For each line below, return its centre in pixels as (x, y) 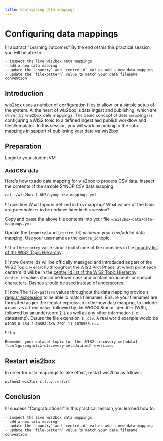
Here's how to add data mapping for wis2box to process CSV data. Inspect (80, 181)
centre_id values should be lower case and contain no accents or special (78, 278)
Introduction (24, 93)
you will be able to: (24, 52)
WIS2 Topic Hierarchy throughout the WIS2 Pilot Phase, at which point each (81, 267)
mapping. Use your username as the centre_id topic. (58, 238)
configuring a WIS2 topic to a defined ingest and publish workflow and (76, 120)
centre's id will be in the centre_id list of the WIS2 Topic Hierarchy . (72, 272)
